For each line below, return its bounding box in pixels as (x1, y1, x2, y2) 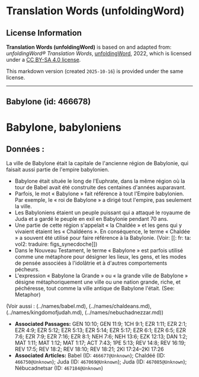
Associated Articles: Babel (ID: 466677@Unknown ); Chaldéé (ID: (14, 352, 166, 359)
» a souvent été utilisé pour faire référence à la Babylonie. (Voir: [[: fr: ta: (14, 235, 191, 242)
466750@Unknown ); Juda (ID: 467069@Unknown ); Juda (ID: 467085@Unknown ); (14, 358, 187, 366)
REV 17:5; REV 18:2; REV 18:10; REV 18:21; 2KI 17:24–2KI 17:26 (14, 346, 164, 353)
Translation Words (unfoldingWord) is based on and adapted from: (6, 43, 172, 50)
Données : (6, 144, 44, 154)
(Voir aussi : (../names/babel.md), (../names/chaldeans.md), (6, 303, 152, 310)
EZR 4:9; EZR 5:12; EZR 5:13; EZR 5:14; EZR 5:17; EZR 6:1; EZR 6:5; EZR (14, 327, 187, 334)
